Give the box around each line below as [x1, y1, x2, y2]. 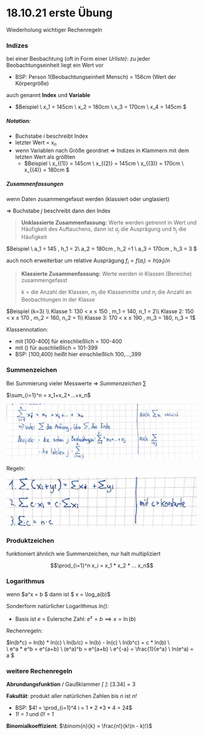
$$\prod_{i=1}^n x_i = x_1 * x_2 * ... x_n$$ [50, 562, 153, 569]
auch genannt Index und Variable [6, 92, 91, 99]
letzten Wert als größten [15, 154, 76, 160]
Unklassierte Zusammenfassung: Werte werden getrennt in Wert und [21, 218, 197, 226]
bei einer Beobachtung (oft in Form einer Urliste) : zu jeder [6, 55, 150, 63]
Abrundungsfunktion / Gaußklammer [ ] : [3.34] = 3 [6, 680, 136, 688]
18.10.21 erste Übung [6, 6, 113, 20]
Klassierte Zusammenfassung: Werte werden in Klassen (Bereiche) [21, 270, 192, 277]
